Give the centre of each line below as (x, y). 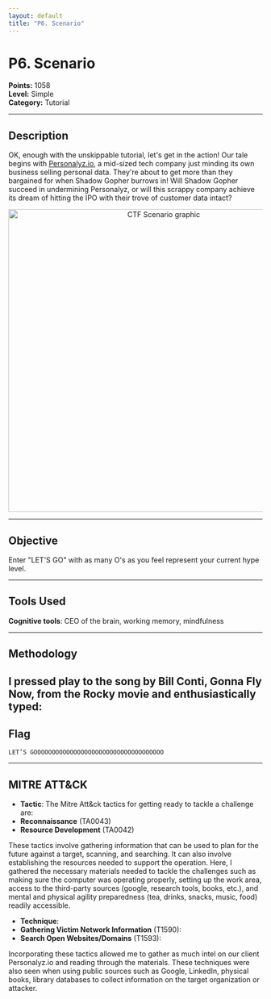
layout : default (35, 16)
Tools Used (37, 602)
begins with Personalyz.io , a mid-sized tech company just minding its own (131, 164)
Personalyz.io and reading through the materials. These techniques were (129, 963)
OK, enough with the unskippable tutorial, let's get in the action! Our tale (128, 155)
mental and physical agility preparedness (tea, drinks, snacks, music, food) (133, 897)
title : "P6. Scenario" (46, 23)
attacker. (23, 989)
